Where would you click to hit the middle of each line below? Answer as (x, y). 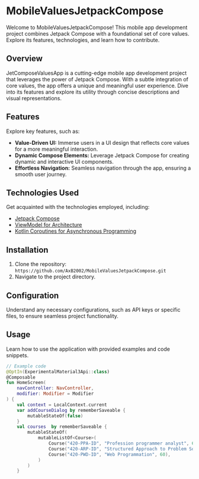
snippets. (17, 355)
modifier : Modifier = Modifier (55, 394)
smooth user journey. (41, 174)
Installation (27, 250)
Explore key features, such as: (43, 131)
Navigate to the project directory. (55, 277)
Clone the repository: (41, 264)
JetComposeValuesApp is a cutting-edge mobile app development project (97, 73)
